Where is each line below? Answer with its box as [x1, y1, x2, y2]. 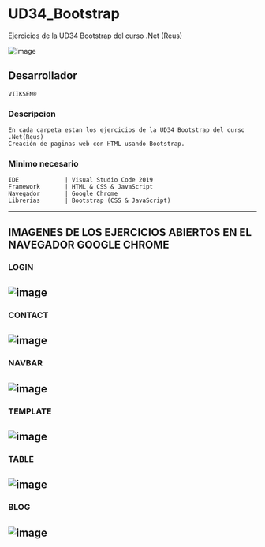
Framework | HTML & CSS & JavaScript [8, 183, 154, 191]
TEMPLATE [8, 406, 52, 417]
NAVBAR [8, 358, 43, 369]
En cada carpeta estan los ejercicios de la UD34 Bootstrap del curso [8, 126, 245, 134]
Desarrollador [8, 69, 77, 83]
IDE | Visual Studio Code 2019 [8, 176, 154, 184]
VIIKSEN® [8, 90, 37, 98]
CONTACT [8, 309, 49, 320]
